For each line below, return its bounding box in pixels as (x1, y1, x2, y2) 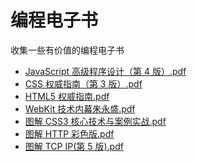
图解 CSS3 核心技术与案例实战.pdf (24, 115, 167, 127)
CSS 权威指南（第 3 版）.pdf (24, 77, 143, 90)
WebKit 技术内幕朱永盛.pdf (24, 102, 136, 115)
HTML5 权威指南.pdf (24, 90, 110, 102)
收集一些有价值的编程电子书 (10, 44, 125, 56)
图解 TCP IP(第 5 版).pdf (24, 140, 124, 152)
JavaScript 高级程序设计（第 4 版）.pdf (24, 65, 187, 77)
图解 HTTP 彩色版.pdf (24, 127, 115, 140)
